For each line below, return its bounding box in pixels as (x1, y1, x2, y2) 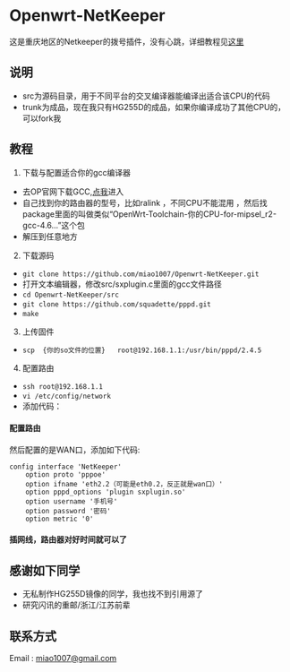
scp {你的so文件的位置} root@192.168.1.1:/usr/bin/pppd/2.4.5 (21, 346, 262, 355)
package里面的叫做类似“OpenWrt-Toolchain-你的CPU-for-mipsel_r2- (21, 208, 277, 220)
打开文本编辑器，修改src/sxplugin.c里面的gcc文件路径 (21, 279, 222, 289)
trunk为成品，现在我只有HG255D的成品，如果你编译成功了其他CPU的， (21, 101, 286, 112)
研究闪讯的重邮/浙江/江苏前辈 (21, 599, 131, 610)
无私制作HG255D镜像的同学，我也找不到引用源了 (21, 589, 203, 599)
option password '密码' (25, 506, 112, 515)
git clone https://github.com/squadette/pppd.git (21, 299, 212, 309)
